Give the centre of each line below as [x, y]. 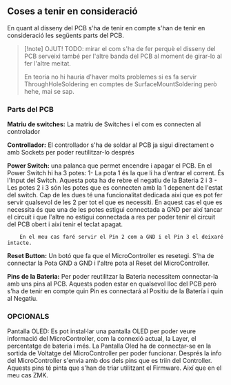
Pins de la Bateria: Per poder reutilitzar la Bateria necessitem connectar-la [113, 277]
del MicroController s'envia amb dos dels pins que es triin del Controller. [110, 361]
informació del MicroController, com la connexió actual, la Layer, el [102, 339]
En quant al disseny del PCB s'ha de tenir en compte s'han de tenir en [106, 28]
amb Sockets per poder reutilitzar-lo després [71, 152]
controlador [24, 132]
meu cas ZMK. [28, 375]
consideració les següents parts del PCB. [66, 35]
